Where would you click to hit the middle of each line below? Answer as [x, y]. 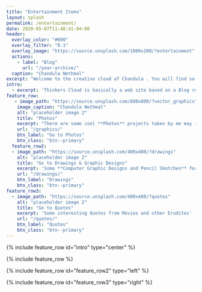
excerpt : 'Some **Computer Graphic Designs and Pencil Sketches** [102, 169]
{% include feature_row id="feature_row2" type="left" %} [78, 270]
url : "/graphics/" [40, 129]
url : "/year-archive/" [50, 68]
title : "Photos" [38, 118]
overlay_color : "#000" [40, 40]
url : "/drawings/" [40, 174]
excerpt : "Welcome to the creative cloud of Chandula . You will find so [101, 79]
